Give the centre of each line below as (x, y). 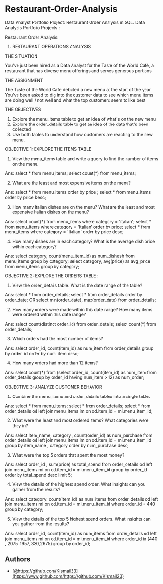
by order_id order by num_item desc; (42, 353)
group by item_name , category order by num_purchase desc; (67, 445)
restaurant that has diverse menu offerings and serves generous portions (78, 71)
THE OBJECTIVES (23, 109)
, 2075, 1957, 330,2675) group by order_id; (48, 543)
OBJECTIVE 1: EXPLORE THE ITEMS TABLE (48, 149)
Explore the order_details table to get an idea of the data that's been (80, 124)
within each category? (34, 246)
